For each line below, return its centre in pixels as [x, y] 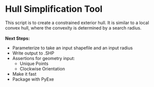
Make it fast [24, 74]
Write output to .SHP [33, 53]
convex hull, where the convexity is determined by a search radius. [74, 28]
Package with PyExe [33, 79]
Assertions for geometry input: [44, 58]
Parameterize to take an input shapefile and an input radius [72, 48]
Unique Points [34, 63]
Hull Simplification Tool [54, 9]
